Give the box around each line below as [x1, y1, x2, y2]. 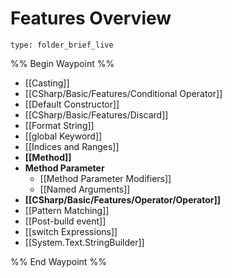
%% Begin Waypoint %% [10, 57, 115, 69]
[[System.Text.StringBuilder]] [24, 236, 145, 248]
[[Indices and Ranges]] [24, 140, 120, 152]
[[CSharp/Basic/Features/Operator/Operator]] [24, 193, 222, 206]
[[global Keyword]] [24, 130, 103, 142]
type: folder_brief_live [10, 40, 114, 50]
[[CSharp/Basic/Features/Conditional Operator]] [24, 87, 223, 99]
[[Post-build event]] [24, 215, 107, 227]
